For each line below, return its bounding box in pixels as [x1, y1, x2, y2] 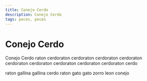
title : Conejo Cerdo [5, 7, 49, 13]
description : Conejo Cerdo [5, 12, 62, 17]
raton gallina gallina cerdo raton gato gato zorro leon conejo [5, 70, 129, 76]
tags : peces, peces [5, 17, 46, 22]
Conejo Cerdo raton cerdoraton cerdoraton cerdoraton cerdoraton [5, 55, 142, 61]
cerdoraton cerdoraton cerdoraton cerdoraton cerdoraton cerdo [5, 60, 137, 66]
